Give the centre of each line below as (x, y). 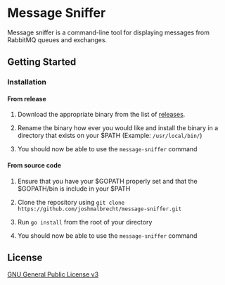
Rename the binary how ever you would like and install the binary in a (118, 128)
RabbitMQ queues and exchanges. (57, 39)
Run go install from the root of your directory (85, 222)
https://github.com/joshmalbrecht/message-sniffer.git (99, 209)
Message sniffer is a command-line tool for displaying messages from (108, 32)
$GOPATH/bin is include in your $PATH (74, 189)
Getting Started (42, 62)
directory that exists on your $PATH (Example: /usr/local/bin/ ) (110, 136)
